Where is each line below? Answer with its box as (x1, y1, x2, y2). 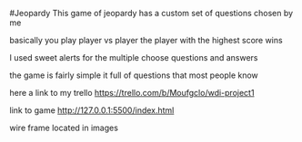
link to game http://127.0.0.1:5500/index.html (9, 105, 175, 116)
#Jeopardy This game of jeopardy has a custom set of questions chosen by (9, 8, 294, 18)
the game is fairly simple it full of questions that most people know (9, 70, 259, 80)
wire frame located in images (9, 122, 118, 133)
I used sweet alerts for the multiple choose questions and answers (9, 52, 258, 62)
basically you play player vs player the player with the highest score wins (9, 35, 284, 45)
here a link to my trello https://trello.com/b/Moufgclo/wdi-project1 (9, 88, 255, 98)
